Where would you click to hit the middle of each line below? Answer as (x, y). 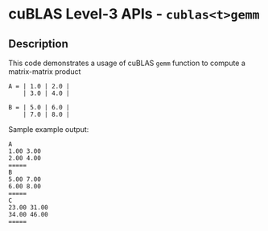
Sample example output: (49, 129)
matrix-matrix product (45, 72)
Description (38, 44)
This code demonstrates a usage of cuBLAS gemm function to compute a (127, 63)
